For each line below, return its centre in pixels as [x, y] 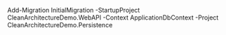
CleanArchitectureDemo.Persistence [60, 25]
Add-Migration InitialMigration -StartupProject [74, 10]
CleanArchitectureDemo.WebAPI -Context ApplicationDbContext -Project [113, 17]
